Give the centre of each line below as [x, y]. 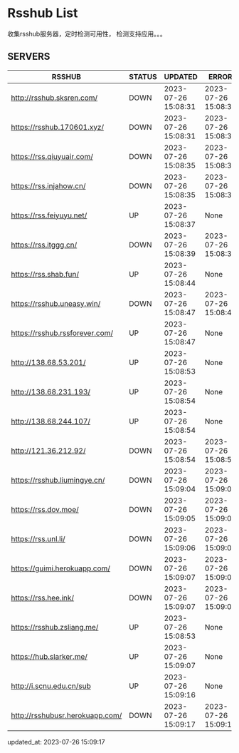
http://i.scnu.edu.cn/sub [51, 686]
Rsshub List [43, 13]
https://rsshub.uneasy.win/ [56, 303]
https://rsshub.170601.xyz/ [58, 127]
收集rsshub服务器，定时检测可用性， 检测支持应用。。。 [87, 34]
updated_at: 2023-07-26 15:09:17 [56, 742]
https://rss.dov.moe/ [45, 509]
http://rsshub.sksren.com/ [54, 98]
